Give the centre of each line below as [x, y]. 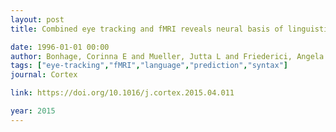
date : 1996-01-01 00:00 [60, 47]
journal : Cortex [44, 75]
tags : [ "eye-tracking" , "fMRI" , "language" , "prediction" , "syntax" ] [149, 66]
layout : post [37, 19]
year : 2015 [33, 111]
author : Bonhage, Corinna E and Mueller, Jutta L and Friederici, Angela [167, 56]
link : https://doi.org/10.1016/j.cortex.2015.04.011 [122, 93]
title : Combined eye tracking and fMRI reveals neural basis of [147, 29]
